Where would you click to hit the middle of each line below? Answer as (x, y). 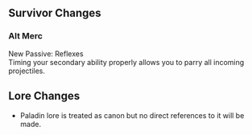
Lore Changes (44, 96)
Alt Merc (25, 36)
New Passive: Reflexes (46, 53)
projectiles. (27, 71)
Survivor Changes (55, 13)
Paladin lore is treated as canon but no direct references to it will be (132, 115)
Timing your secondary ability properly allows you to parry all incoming (126, 62)
